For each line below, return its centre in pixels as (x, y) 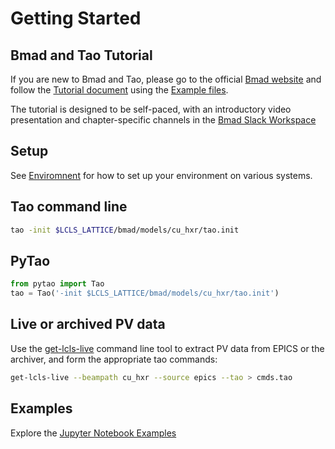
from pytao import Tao (57, 284)
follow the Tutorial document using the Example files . (119, 90)
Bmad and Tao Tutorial (81, 55)
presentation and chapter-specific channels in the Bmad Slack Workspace (163, 120)
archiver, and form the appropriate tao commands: (114, 359)
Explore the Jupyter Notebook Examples (93, 433)
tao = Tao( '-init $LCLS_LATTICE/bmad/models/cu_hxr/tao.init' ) (145, 293)
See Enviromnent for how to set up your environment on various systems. (161, 175)
